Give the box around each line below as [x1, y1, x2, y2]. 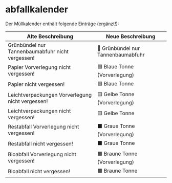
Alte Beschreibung [27, 32, 73, 40]
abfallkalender [5, 4, 68, 15]
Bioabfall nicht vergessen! [8, 168, 71, 175]
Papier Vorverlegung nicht [8, 64, 71, 71]
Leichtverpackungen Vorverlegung [8, 91, 92, 99]
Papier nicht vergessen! [8, 81, 65, 88]
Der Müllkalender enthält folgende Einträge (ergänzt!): [5, 21, 119, 27]
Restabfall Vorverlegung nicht [8, 123, 79, 131]
